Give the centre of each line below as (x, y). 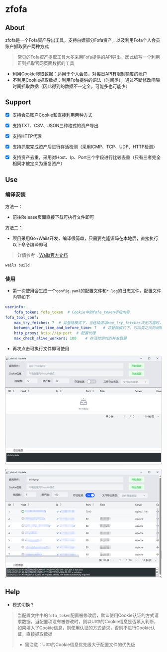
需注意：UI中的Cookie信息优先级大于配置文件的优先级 (80, 645)
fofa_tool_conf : (22, 318)
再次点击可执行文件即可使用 (41, 349)
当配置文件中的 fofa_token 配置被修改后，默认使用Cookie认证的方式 (86, 615)
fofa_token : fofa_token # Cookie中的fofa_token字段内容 (72, 312)
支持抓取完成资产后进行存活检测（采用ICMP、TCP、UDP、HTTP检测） (85, 147)
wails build (17, 265)
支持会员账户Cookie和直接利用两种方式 (52, 115)
